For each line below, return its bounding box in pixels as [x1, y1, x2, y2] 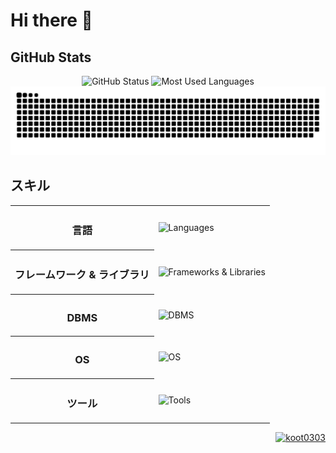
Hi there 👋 [10, 9, 93, 32]
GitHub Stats [10, 49, 92, 66]
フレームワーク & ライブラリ [14, 268, 150, 282]
